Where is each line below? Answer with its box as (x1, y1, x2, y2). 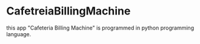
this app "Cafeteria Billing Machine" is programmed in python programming (6, 24, 195, 31)
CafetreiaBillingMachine (6, 4, 131, 18)
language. (6, 30, 32, 37)
